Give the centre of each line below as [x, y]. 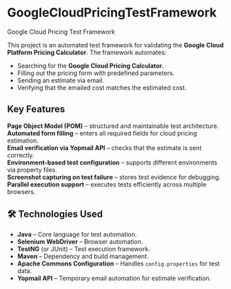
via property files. [32, 169]
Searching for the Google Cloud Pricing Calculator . [90, 65]
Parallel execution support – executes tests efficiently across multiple [107, 184]
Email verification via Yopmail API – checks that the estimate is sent [104, 148]
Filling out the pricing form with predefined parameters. [96, 73]
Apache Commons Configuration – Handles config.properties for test [118, 264]
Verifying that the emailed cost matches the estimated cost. [102, 87]
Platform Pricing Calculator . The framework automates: [87, 52]
